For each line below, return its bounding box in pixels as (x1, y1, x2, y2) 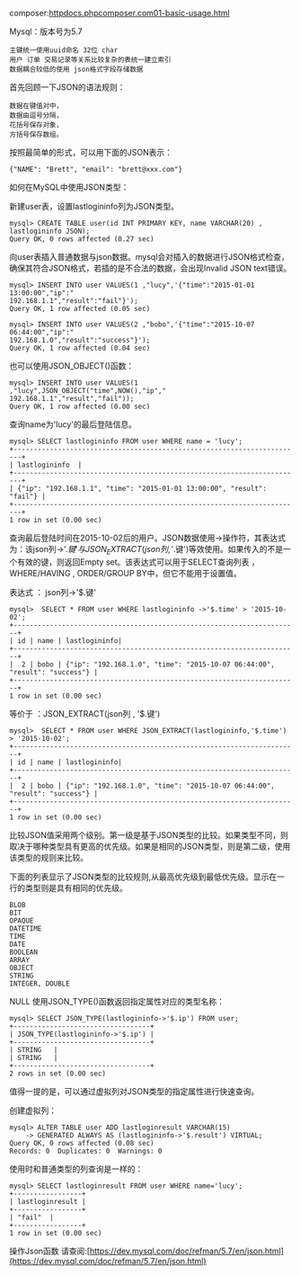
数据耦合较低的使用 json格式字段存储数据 (9, 65, 144, 74)
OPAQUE (9, 916, 34, 925)
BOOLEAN (9, 948, 39, 957)
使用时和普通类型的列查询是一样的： (9, 1164, 144, 1174)
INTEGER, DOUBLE (9, 979, 70, 988)
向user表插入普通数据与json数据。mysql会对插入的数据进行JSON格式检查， (9, 252, 290, 262)
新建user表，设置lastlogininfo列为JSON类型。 (9, 201, 180, 211)
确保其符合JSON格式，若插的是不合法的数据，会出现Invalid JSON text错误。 (9, 263, 292, 273)
